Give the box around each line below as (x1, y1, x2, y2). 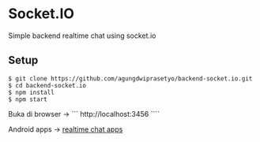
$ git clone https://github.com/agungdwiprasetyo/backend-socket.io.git (8, 74, 253, 83)
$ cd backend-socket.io (8, 81, 87, 89)
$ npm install (8, 88, 55, 96)
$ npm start (8, 95, 47, 103)
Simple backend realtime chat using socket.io (8, 31, 156, 40)
